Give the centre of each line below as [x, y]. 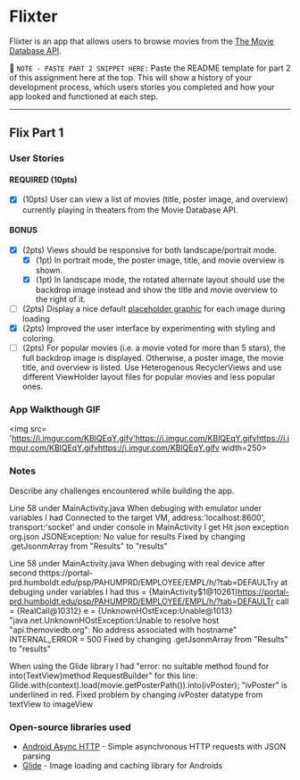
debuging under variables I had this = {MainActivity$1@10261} [124, 591]
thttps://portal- [66, 573]
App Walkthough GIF [55, 410]
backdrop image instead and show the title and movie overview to [157, 289]
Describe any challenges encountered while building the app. [122, 491]
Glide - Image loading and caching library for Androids [122, 765]
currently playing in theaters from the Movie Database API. [130, 210]
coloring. [38, 339]
